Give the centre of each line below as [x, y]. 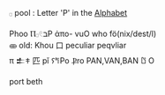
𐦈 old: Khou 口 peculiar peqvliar [68, 45]
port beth [26, 81]
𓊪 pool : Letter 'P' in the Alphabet [68, 13]
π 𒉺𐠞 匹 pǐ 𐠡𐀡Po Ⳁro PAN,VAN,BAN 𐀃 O [82, 61]
